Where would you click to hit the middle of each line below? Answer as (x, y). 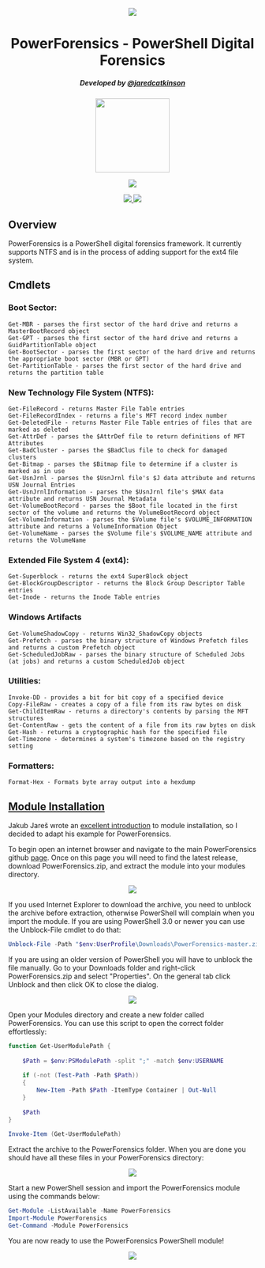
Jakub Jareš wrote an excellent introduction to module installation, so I (123, 825)
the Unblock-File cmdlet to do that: (65, 929)
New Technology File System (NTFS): (81, 392)
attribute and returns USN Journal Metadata (82, 498)
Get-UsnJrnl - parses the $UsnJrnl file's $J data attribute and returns (132, 478)
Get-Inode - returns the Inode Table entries (84, 597)
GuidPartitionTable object (52, 345)
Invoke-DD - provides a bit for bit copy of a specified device (116, 697)
